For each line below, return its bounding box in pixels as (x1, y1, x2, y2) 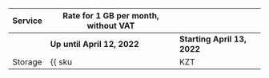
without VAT (86, 20, 135, 31)
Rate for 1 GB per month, (62, 10, 159, 21)
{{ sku (50, 57, 73, 67)
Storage (12, 57, 42, 67)
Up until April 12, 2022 (50, 39, 139, 49)
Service (12, 15, 42, 26)
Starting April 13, (179, 33, 247, 45)
